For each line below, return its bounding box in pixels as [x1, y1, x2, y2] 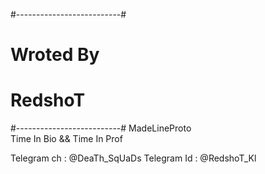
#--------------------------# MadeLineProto [10, 122, 192, 134]
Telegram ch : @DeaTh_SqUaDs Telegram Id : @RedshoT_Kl [10, 152, 257, 164]
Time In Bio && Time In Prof [10, 133, 123, 145]
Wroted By [10, 44, 100, 66]
